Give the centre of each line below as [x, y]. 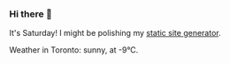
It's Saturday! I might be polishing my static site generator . [115, 33]
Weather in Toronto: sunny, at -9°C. [74, 50]
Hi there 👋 [31, 14]
